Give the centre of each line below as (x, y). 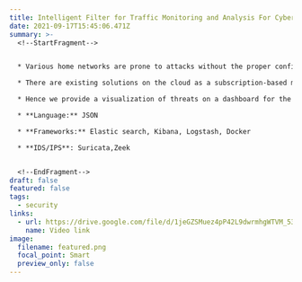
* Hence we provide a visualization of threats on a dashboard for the (155, 100)
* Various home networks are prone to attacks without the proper (144, 67)
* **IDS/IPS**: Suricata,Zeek (74, 148)
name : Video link (58, 230)
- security (38, 206)
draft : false (34, 181)
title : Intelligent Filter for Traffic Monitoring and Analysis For (140, 18)
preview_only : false (56, 264)
